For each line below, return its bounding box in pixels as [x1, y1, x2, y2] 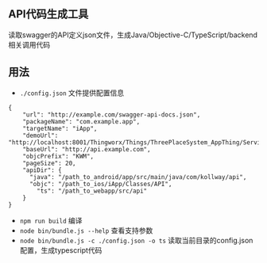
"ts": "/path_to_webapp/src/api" [37, 187, 148, 195]
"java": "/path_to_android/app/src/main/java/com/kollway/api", [29, 173, 247, 181]
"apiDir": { [22, 166, 62, 174]
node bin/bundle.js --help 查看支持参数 [19, 225, 153, 235]
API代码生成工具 [8, 7, 89, 21]
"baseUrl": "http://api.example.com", [22, 145, 151, 153]
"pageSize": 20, [22, 159, 77, 167]
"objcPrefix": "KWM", [22, 152, 94, 160]
